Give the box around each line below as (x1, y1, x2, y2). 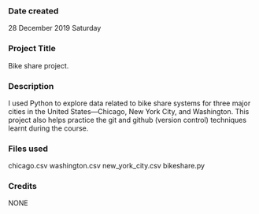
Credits (8, 181, 37, 192)
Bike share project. (8, 61, 69, 70)
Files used (8, 143, 49, 154)
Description (8, 80, 54, 91)
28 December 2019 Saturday (8, 24, 102, 33)
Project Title (8, 43, 57, 54)
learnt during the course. (8, 124, 89, 133)
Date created (8, 6, 59, 17)
